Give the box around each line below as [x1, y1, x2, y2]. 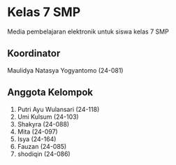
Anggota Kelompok [7, 87, 93, 99]
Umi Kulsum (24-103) [17, 113, 79, 121]
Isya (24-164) [17, 134, 57, 143]
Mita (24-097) [17, 127, 58, 136]
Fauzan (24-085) [17, 142, 67, 150]
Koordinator [7, 48, 61, 59]
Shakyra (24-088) [17, 120, 70, 128]
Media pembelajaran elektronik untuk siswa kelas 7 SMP [7, 27, 169, 36]
